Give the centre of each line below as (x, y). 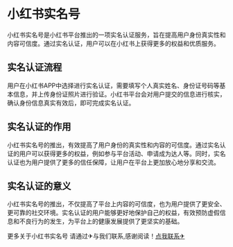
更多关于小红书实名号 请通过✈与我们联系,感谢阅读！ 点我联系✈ (96, 236)
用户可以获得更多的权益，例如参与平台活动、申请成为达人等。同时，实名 (122, 153)
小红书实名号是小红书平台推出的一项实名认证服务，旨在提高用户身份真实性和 (116, 35)
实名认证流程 (35, 68)
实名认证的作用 (39, 127)
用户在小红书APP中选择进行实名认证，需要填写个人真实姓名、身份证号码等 (113, 85)
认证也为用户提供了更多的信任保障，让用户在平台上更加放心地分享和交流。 (113, 162)
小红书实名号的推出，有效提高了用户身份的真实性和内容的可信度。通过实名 (113, 145)
